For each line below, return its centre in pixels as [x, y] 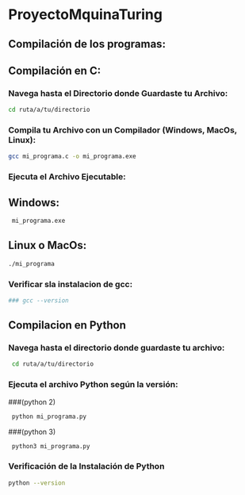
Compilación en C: [55, 70]
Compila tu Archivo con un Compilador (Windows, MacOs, [123, 130]
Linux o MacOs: [48, 246]
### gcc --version [38, 300]
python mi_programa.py [49, 416]
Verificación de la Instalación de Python [86, 466]
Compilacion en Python [67, 326]
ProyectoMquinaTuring [85, 15]
